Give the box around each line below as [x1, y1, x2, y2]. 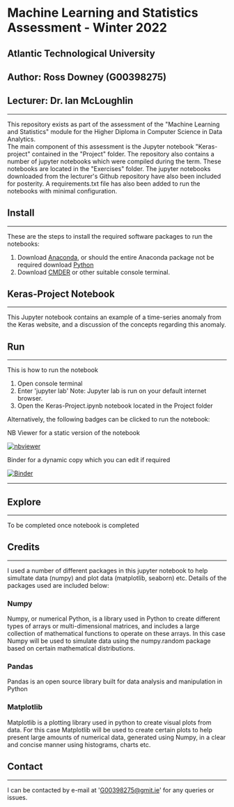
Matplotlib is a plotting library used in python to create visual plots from [7, 718, 212, 727]
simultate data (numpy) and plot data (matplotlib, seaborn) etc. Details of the [7, 574, 227, 582]
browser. [17, 394, 43, 403]
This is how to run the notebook [7, 366, 99, 374]
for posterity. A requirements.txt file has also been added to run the [7, 179, 201, 188]
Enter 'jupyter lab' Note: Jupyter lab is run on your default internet [17, 387, 207, 395]
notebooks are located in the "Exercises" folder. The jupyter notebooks [7, 164, 211, 172]
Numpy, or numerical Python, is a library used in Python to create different [7, 614, 221, 623]
